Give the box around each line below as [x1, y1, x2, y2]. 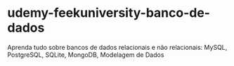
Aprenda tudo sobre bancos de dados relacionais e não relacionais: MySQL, [7, 43, 228, 51]
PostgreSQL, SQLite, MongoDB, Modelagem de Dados [7, 51, 164, 59]
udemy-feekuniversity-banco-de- [7, 5, 211, 21]
